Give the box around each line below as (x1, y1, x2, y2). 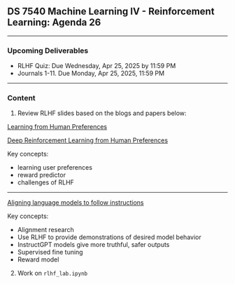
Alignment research (17, 226, 75, 234)
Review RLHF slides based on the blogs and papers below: (17, 109, 187, 118)
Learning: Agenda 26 (7, 17, 101, 29)
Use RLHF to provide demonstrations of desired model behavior (17, 233, 201, 241)
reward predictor (17, 171, 66, 180)
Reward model (17, 255, 59, 264)
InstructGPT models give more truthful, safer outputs (17, 241, 170, 249)
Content (7, 93, 36, 103)
